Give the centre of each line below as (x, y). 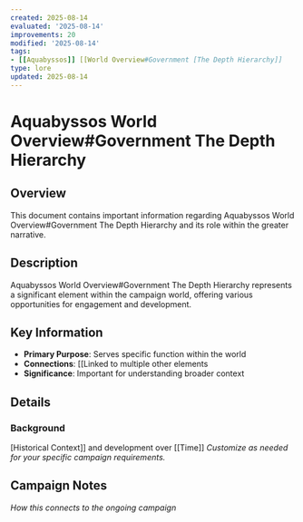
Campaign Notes (59, 486)
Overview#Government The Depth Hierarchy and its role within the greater (150, 225)
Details (30, 402)
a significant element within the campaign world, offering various (132, 295)
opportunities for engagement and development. (101, 304)
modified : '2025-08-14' (55, 43)
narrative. (28, 234)
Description (44, 263)
